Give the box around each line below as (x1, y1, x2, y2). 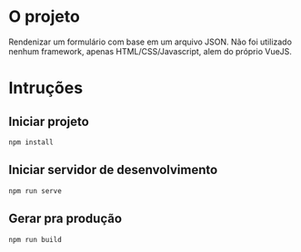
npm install (8, 138, 54, 147)
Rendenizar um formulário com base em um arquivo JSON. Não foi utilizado (8, 36, 293, 47)
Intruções (8, 78, 84, 99)
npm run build (8, 235, 63, 244)
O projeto (8, 6, 81, 27)
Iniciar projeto (8, 113, 90, 129)
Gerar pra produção (8, 211, 123, 227)
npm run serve (8, 186, 63, 196)
